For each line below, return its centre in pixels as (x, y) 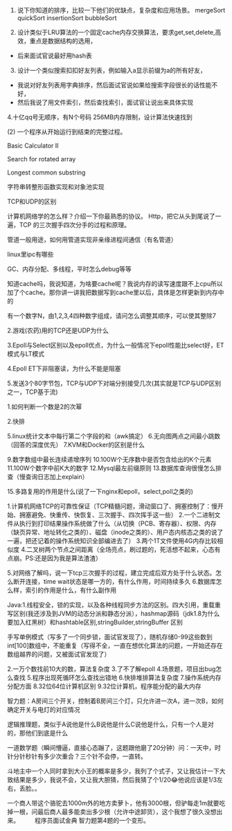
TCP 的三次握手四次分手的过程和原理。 (74, 225)
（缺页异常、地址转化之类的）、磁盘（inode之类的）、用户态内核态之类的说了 (115, 532)
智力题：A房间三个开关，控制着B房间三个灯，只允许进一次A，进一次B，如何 (115, 701)
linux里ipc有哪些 (30, 254)
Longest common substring (46, 172)
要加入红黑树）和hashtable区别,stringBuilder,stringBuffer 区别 (95, 622)
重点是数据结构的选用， (63, 41)
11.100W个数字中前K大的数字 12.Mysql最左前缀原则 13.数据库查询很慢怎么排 (114, 468)
